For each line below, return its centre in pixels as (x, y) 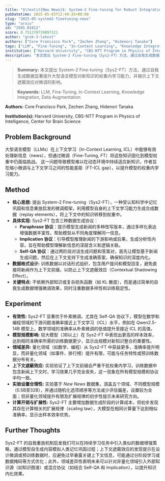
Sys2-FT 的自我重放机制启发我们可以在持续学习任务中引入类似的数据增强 (79, 443)
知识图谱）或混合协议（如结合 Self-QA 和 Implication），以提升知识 (89, 467)
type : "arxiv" (20, 23)
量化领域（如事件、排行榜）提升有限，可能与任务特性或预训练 (92, 353)
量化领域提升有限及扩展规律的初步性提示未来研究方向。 (85, 396)
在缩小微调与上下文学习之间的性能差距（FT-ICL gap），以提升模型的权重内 (80, 168)
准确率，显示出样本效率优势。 (42, 414)
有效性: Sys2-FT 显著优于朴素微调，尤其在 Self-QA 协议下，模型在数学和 (86, 316)
